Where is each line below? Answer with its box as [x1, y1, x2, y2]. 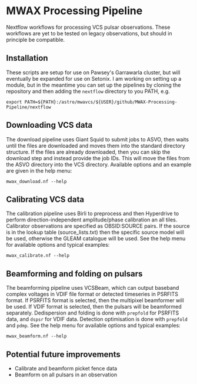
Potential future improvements [6, 349, 121, 359]
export [6, 99, 22, 105]
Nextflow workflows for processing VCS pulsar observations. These [6, 24, 171, 31]
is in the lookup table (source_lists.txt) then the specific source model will [6, 229, 184, 236]
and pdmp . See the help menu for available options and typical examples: [6, 322, 181, 329]
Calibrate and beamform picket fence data [14, 365, 118, 372]
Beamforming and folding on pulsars [6, 269, 143, 279]
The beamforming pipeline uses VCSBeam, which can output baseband [6, 284, 179, 292]
